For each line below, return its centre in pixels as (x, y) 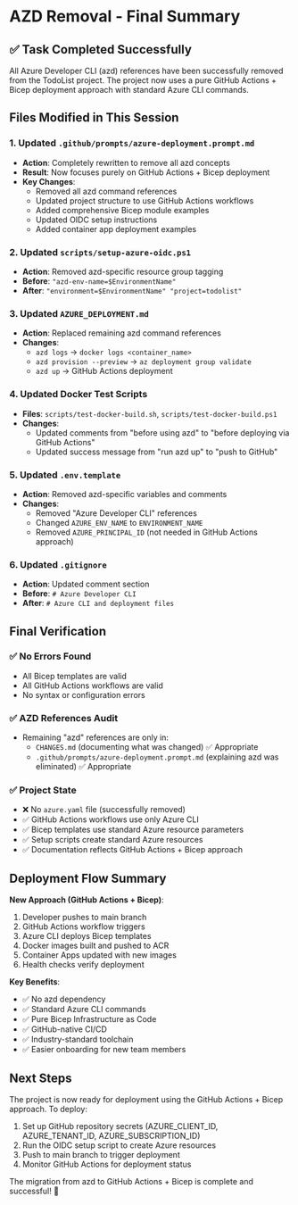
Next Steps (41, 1078)
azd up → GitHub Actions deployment (104, 371)
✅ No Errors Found (50, 656)
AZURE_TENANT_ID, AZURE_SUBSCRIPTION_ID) (111, 1136)
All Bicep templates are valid (74, 676)
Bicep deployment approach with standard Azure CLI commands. (129, 90)
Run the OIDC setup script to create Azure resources (119, 1145)
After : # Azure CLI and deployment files (98, 603)
